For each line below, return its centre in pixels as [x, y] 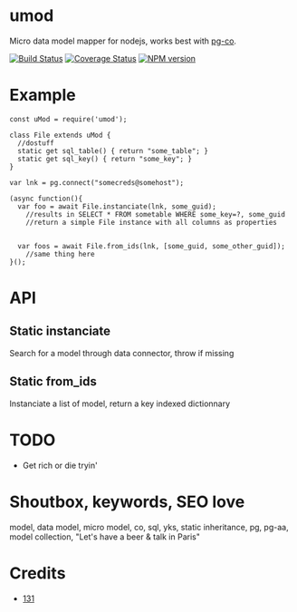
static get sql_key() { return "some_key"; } [105, 159]
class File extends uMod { [60, 135]
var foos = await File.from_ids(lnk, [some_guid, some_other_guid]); [151, 246]
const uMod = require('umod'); [68, 119]
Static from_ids [53, 382]
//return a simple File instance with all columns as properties [152, 222]
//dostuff [36, 143]
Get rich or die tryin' [60, 465]
